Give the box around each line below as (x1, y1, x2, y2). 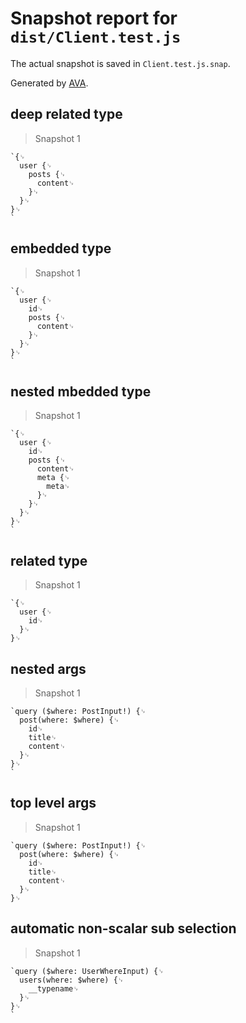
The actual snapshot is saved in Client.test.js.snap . (10, 57, 231, 69)
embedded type (10, 240, 112, 257)
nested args (10, 660, 87, 677)
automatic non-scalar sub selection (10, 920, 237, 937)
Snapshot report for (10, 7, 178, 30)
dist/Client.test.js (10, 28, 182, 47)
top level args (10, 795, 97, 812)
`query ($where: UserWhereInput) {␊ (10, 966, 165, 976)
